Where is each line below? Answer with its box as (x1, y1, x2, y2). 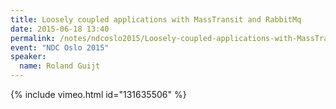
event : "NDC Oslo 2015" (10, 42, 110, 53)
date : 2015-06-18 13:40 (10, 24, 110, 34)
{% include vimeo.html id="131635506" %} (10, 89, 187, 100)
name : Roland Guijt (19, 61, 101, 71)
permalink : (10, 33, 56, 43)
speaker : (10, 52, 47, 62)
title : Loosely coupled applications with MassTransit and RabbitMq (10, 14, 302, 25)
